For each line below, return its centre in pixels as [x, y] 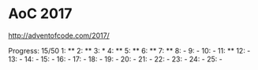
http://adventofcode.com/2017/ [59, 35]
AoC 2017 [40, 14]
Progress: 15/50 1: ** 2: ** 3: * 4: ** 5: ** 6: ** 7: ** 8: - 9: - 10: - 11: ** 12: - [129, 50]
